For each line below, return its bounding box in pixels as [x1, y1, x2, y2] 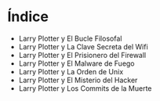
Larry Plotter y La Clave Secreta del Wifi [18, 41, 148, 51]
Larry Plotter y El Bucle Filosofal [18, 34, 122, 43]
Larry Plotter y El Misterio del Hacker [18, 75, 138, 85]
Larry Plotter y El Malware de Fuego [18, 59, 135, 68]
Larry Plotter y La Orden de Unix [18, 67, 124, 76]
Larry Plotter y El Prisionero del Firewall [18, 50, 147, 60]
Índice [7, 8, 49, 26]
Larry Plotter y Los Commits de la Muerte [18, 83, 152, 93]
